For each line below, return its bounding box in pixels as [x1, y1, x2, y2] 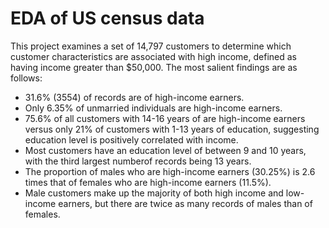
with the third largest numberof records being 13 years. [24, 155, 252, 167]
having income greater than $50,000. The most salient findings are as [10, 61, 298, 73]
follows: [10, 72, 43, 84]
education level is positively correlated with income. [24, 133, 239, 146]
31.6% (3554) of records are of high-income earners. [24, 91, 245, 103]
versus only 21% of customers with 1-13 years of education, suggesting [24, 123, 320, 135]
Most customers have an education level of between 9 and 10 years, [24, 144, 307, 156]
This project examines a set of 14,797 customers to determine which [10, 40, 292, 52]
